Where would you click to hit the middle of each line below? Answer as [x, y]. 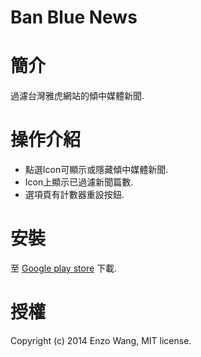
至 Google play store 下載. [64, 268]
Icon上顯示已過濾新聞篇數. [79, 182]
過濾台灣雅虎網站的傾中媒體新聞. [77, 96]
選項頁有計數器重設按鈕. [74, 195]
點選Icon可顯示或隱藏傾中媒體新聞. [96, 170]
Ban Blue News [74, 17]
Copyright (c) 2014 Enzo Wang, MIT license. [101, 340]
